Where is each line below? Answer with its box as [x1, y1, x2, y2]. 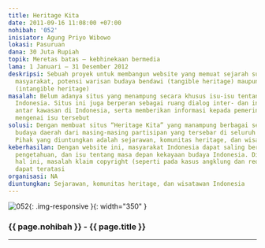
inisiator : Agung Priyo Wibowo [8, 33, 111, 42]
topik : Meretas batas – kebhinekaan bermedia [8, 56, 160, 64]
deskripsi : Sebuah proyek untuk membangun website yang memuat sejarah [8, 70, 248, 78]
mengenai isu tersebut [15, 114, 90, 122]
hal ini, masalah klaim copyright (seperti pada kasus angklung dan [15, 158, 245, 166]
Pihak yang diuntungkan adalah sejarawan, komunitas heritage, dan [15, 135, 242, 144]
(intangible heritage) [15, 84, 90, 93]
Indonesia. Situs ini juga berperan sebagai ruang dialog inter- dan [15, 99, 248, 107]
